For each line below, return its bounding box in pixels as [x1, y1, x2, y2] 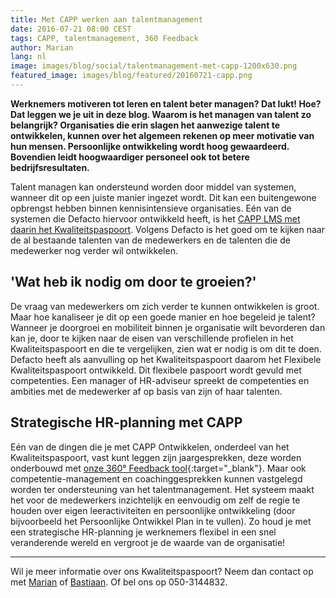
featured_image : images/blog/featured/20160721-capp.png [10, 71, 253, 81]
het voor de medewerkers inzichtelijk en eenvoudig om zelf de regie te [10, 494, 301, 506]
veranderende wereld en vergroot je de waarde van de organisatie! [10, 536, 286, 548]
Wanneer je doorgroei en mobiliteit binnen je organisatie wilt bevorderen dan [10, 321, 326, 333]
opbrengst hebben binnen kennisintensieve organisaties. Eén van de [10, 202, 292, 214]
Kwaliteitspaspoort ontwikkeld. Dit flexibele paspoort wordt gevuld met [10, 364, 302, 376]
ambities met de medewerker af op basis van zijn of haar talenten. [10, 385, 283, 397]
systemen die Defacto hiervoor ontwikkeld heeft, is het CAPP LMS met [10, 212, 301, 225]
